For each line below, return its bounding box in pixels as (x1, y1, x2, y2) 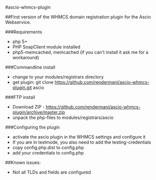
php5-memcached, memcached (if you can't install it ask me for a (12, 49, 148, 55)
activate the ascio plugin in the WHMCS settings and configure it (12, 134, 146, 139)
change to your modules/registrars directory (12, 74, 104, 79)
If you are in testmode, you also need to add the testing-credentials (12, 139, 151, 145)
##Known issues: (5, 159, 41, 165)
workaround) (12, 54, 39, 60)
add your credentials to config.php (12, 150, 84, 155)
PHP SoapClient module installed (12, 44, 81, 49)
